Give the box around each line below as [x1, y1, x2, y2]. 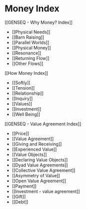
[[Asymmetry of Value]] [11, 172, 60, 178]
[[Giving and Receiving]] [11, 141, 62, 147]
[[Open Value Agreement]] [11, 178, 67, 184]
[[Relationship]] [11, 90, 44, 96]
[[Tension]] [11, 85, 35, 91]
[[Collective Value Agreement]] [11, 167, 76, 173]
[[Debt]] [11, 199, 28, 205]
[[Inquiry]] [11, 95, 33, 102]
